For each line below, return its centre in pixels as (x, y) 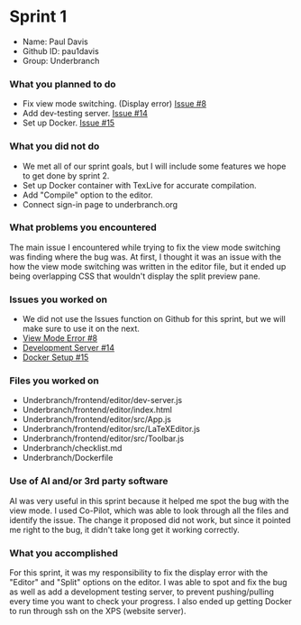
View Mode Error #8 (59, 338)
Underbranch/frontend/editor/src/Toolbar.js (103, 438)
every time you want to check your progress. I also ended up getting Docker (150, 602)
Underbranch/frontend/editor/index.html (97, 410)
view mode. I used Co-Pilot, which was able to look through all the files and (149, 510)
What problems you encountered (83, 227)
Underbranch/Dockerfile (68, 458)
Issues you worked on (59, 299)
